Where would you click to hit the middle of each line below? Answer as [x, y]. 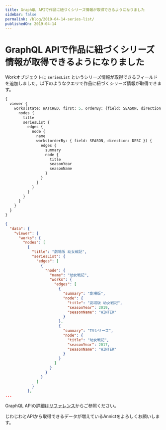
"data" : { [20, 228]
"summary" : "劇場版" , [84, 294]
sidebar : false [21, 14]
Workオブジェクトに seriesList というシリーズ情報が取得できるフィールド [82, 77]
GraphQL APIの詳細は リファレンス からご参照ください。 [62, 406]
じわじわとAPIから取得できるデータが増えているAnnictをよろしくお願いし [80, 417]
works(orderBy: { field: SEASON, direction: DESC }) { [94, 141]
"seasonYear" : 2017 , [89, 345]
